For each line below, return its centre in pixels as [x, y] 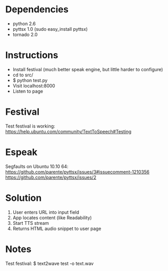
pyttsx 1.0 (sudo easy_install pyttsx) [50, 29]
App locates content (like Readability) [52, 217]
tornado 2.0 [25, 34]
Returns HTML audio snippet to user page [57, 228]
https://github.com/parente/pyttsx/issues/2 [51, 177]
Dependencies [37, 9]
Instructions [32, 55]
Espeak [21, 152]
